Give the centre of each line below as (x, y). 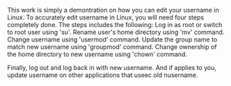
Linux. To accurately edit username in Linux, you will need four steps (105, 17)
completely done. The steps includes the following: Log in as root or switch (115, 25)
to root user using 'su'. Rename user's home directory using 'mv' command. (116, 32)
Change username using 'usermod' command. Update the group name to (112, 40)
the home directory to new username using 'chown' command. (97, 54)
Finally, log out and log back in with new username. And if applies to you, (112, 68)
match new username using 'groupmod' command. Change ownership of (112, 47)
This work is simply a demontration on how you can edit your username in (113, 10)
